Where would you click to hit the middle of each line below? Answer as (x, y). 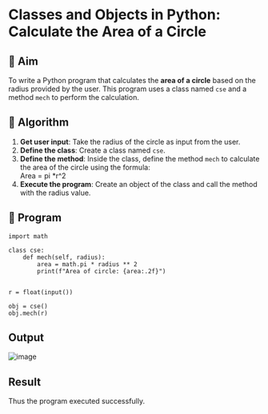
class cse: (26, 250)
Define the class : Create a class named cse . (92, 150)
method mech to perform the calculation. (74, 97)
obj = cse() (28, 306)
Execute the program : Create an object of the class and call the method (138, 184)
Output (26, 338)
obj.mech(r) (28, 313)
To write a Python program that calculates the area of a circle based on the (132, 80)
